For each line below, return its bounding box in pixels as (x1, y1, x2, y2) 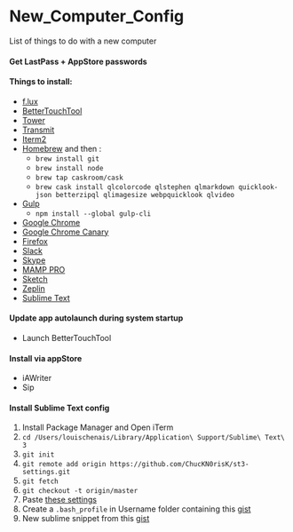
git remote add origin (21, 460, 107, 469)
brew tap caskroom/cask (35, 173, 124, 182)
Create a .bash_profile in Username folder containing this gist (21, 504, 251, 514)
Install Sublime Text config (9, 402, 110, 413)
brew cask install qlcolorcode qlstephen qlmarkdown (35, 182, 235, 192)
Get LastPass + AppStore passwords (9, 56, 148, 67)
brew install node (35, 163, 104, 172)
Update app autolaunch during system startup (9, 313, 184, 323)
